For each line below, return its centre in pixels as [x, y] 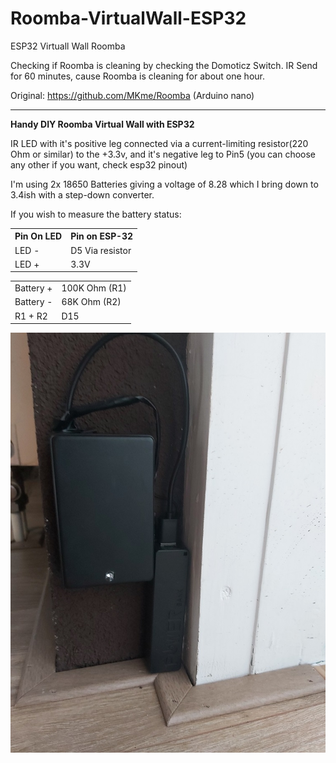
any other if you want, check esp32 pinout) [99, 164]
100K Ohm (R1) [94, 288]
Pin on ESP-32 [102, 236]
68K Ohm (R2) [91, 302]
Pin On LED [38, 236]
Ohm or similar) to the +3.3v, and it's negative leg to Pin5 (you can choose [163, 154]
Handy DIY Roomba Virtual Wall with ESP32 [102, 124]
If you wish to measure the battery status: [96, 214]
